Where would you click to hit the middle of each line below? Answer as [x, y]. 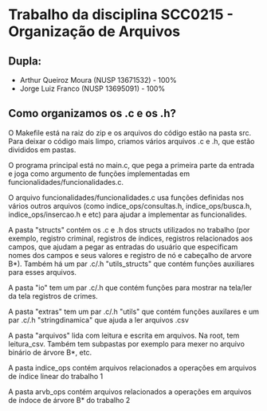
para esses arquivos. [43, 272]
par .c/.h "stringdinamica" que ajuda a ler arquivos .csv [99, 319]
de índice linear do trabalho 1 [56, 376]
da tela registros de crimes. [53, 296]
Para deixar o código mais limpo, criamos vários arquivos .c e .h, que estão [132, 141]
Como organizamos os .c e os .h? [92, 114]
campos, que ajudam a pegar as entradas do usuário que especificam [123, 247]
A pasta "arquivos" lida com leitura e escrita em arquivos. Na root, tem [124, 335]
